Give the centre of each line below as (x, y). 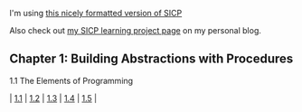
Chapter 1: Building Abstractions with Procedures (151, 59)
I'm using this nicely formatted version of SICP (96, 13)
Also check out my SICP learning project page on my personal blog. (136, 30)
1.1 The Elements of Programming (71, 80)
